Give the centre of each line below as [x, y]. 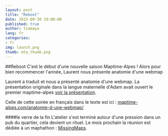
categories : [18, 38]
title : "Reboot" [22, 15]
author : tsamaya [22, 29]
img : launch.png [22, 47]
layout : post [19, 10]
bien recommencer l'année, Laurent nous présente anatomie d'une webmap [84, 72]
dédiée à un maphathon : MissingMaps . [46, 128]
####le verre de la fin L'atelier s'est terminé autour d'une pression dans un [83, 117]
